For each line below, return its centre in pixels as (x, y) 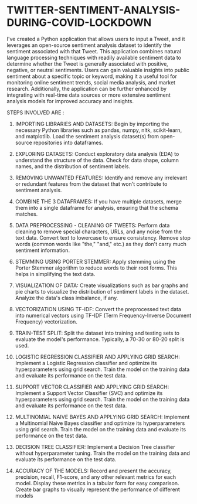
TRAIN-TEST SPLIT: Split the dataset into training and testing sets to (97, 333)
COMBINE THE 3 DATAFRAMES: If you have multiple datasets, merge (98, 201)
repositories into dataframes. (68, 142)
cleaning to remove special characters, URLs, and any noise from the (98, 231)
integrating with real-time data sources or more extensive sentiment (89, 95)
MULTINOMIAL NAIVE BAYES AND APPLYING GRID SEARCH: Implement (102, 417)
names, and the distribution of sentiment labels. (73, 166)
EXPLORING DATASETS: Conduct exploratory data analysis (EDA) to (97, 154)
